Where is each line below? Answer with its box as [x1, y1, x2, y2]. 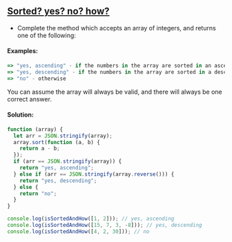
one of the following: [17, 31, 76, 39]
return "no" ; [19, 190, 57, 197]
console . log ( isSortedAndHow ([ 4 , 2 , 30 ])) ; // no [7, 228, 150, 235]
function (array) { [7, 125, 64, 133]
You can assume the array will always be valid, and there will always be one [7, 88, 222, 96]
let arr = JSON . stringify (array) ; [13, 132, 113, 139]
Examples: [7, 47, 38, 55]
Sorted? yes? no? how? [7, 6, 110, 17]
